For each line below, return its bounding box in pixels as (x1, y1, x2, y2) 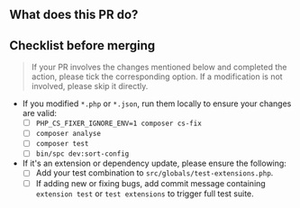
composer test (35, 140, 89, 149)
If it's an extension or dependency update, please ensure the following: (22, 158, 286, 169)
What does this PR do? (9, 7, 139, 23)
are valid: (22, 108, 57, 119)
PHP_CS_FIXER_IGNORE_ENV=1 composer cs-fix (35, 119, 203, 129)
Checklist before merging (9, 38, 156, 53)
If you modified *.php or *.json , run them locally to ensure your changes (22, 98, 292, 109)
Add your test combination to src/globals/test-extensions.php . (35, 167, 274, 178)
